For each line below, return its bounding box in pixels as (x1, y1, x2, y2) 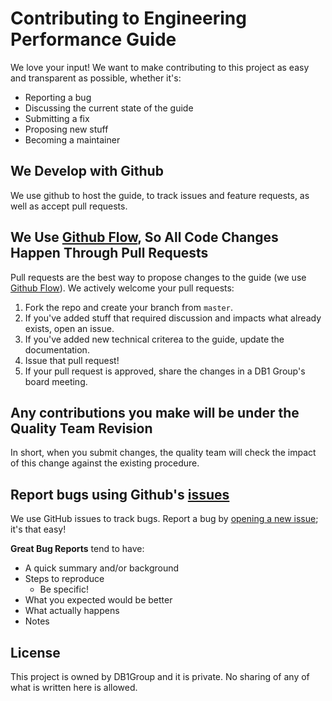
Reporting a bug (24, 91, 92, 103)
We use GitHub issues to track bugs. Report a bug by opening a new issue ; (10, 513, 319, 525)
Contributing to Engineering (10, 7, 247, 30)
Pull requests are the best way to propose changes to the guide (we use (10, 271, 307, 283)
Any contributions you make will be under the (10, 404, 300, 421)
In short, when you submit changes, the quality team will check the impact (10, 447, 317, 459)
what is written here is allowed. (10, 682, 138, 693)
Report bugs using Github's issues (10, 486, 230, 503)
